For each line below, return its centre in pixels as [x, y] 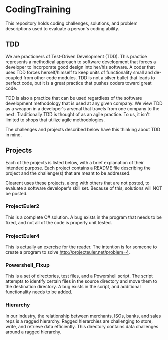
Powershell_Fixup [27, 265]
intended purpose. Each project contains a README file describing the [78, 168]
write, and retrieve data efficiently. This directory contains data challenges [82, 326]
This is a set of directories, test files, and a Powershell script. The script [79, 276]
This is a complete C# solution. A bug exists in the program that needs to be [83, 217]
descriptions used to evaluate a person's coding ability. [62, 28]
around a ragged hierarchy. [33, 332]
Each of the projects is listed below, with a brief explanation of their [75, 162]
